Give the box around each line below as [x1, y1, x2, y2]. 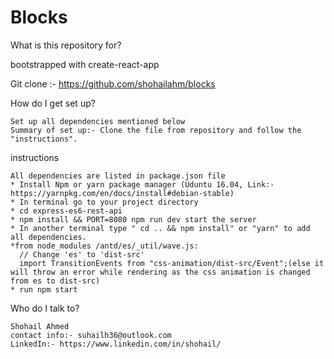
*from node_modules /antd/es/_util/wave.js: [10, 241, 199, 251]
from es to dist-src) [10, 276, 101, 286]
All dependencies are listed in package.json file [10, 171, 226, 181]
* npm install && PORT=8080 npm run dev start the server [10, 214, 257, 225]
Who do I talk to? [10, 302, 80, 314]
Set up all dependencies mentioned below [10, 116, 186, 126]
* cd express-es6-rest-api [10, 206, 123, 216]
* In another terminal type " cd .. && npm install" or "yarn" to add [10, 223, 311, 233]
